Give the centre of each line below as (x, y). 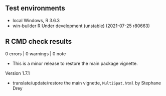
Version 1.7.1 (18, 73)
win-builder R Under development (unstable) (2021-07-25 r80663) (81, 26)
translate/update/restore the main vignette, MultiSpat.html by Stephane (87, 83)
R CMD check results (39, 41)
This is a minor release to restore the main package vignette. (75, 63)
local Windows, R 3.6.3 (36, 20)
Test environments (35, 8)
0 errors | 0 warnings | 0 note (36, 54)
